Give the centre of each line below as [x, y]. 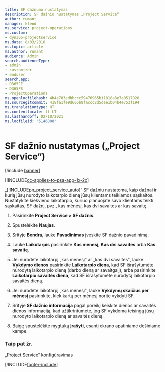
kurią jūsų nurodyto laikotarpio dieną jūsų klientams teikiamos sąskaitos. [79, 195]
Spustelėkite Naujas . [34, 225]
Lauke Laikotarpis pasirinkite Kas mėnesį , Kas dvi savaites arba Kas [84, 244]
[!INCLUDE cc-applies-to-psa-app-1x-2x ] [47, 180]
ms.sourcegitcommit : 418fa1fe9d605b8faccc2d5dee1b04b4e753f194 [72, 103]
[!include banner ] [23, 170]
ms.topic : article [24, 47]
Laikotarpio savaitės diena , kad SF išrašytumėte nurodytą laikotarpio [84, 275]
